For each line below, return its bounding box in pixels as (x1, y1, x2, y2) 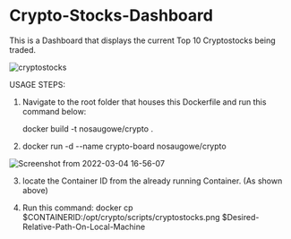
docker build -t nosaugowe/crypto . (21, 123, 154, 134)
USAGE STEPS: (9, 79, 65, 90)
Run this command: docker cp (21, 202, 133, 213)
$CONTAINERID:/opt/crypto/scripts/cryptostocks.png (21, 211, 221, 222)
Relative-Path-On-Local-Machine (21, 221, 146, 232)
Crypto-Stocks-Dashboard (9, 5, 213, 26)
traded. (9, 44, 37, 55)
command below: (21, 106, 87, 116)
